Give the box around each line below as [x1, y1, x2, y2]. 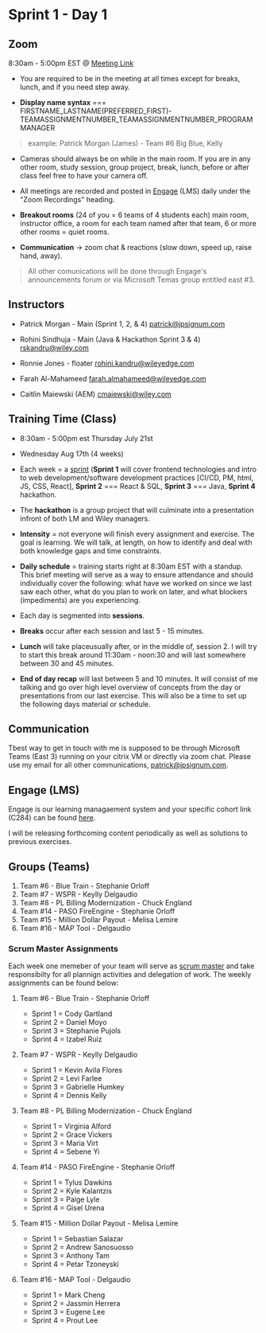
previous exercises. [8, 837, 72, 846]
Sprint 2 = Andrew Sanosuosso [31, 1242, 134, 1252]
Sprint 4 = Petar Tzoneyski [31, 1260, 119, 1269]
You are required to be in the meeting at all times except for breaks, [19, 74, 241, 83]
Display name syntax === [19, 98, 107, 107]
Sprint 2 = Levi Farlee [31, 1073, 102, 1084]
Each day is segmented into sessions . [19, 611, 145, 620]
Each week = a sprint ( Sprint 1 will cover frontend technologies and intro [19, 464, 256, 474]
